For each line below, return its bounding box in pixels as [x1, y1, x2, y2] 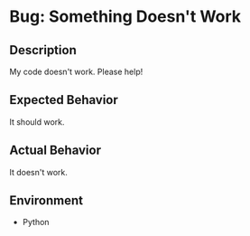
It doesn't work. [9, 166, 68, 177]
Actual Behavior [9, 143, 102, 158]
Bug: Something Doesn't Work [9, 6, 242, 27]
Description [9, 42, 77, 58]
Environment [9, 193, 84, 209]
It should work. [9, 116, 65, 127]
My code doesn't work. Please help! [9, 66, 144, 77]
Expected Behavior [9, 92, 119, 108]
